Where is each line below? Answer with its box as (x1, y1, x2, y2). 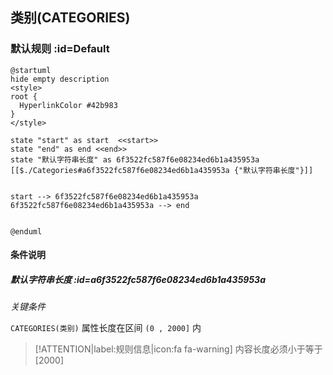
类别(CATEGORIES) (10, 9, 131, 27)
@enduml (10, 226, 43, 237)
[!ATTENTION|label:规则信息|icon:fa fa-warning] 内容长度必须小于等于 (34, 343, 323, 355)
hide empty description (10, 74, 110, 84)
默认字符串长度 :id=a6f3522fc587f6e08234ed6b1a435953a (10, 273, 266, 285)
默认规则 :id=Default (10, 42, 110, 56)
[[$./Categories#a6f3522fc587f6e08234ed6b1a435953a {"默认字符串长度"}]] (10, 165, 314, 175)
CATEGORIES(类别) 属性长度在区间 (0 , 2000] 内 (10, 322, 202, 334)
